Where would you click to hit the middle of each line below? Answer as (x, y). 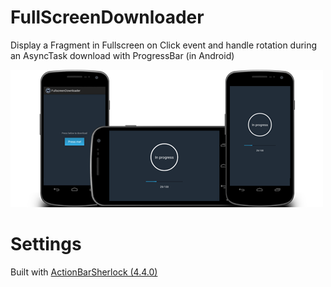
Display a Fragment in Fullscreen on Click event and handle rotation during (164, 45)
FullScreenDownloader (107, 17)
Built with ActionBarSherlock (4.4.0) (84, 272)
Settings (46, 244)
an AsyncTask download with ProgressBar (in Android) (122, 55)
